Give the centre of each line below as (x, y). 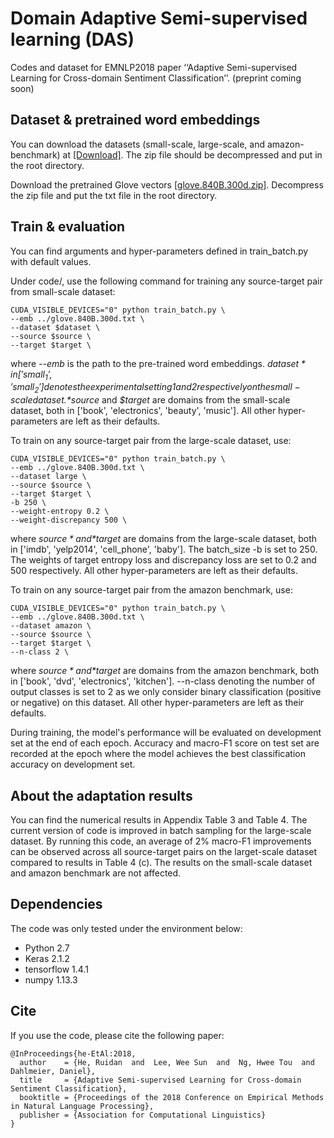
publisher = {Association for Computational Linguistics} (143, 1115)
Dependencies (56, 904)
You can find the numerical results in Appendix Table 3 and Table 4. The (159, 819)
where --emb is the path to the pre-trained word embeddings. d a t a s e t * (158, 363)
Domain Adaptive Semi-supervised (159, 18)
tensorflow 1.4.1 (56, 969)
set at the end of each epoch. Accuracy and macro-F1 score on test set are (165, 743)
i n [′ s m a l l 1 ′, (31, 375)
